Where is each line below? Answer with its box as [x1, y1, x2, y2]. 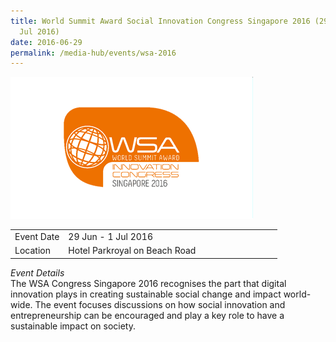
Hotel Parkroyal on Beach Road [68, 245, 197, 257]
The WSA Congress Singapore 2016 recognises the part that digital [10, 277, 287, 289]
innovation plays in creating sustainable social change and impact [10, 288, 282, 300]
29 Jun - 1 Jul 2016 [68, 231, 153, 242]
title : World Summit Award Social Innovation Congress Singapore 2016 [10, 16, 311, 26]
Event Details [10, 266, 65, 279]
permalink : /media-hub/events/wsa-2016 [10, 48, 177, 58]
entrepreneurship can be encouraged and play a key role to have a [10, 309, 285, 321]
